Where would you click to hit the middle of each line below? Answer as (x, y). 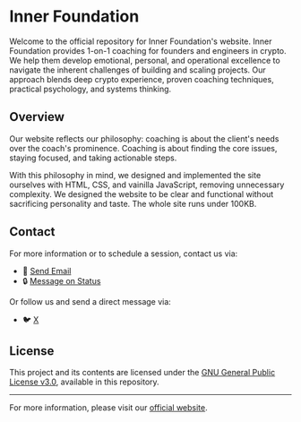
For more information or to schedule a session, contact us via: (124, 254)
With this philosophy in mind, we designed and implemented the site (135, 175)
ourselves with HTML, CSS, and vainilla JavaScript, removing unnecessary (147, 185)
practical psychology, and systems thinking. (90, 89)
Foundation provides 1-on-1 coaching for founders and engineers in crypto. (148, 50)
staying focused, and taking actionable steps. (93, 158)
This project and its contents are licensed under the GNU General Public (142, 373)
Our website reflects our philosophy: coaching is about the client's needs (144, 138)
